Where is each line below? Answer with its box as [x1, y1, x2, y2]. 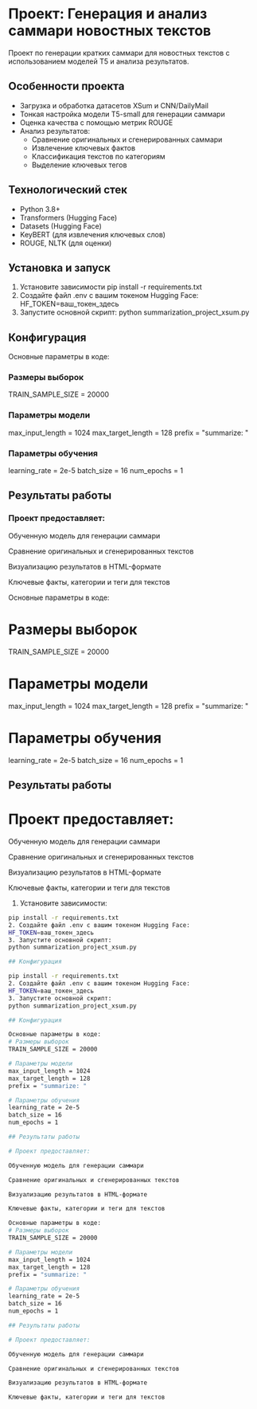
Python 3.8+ [19, 204, 61, 213]
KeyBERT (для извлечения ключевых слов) [19, 229, 165, 239]
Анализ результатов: [19, 126, 91, 135]
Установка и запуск [8, 260, 111, 275]
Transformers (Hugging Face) [19, 213, 118, 222]
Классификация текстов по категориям [31, 151, 165, 161]
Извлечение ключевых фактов [31, 143, 136, 152]
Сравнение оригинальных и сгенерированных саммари [31, 135, 223, 144]
